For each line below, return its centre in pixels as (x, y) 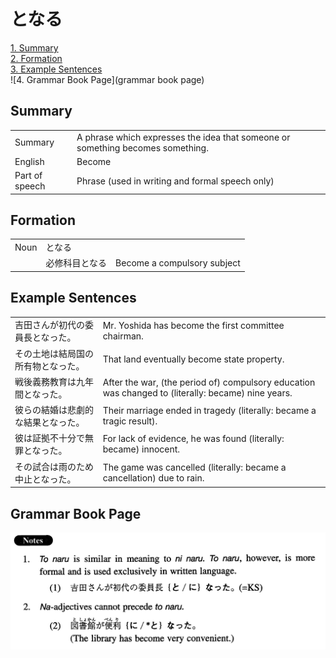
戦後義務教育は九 (49, 381)
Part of (28, 175)
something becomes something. (142, 147)
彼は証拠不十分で (49, 438)
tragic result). (130, 421)
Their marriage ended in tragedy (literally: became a (209, 411)
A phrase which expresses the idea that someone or (183, 137)
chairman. (123, 336)
